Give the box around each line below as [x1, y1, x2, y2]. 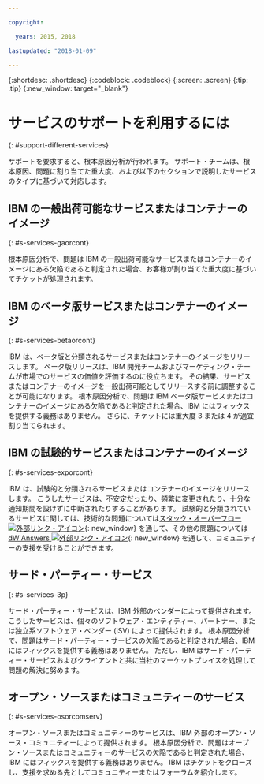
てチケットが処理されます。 [8, 274, 98, 284]
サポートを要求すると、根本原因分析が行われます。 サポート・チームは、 [8, 157, 244, 166]
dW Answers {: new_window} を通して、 [8, 533, 216, 543]
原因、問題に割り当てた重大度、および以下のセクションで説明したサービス [14, 166, 257, 176]
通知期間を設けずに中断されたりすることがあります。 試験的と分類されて [8, 503, 244, 513]
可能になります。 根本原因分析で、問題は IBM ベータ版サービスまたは [21, 391, 247, 401]
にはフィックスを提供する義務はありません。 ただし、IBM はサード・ [8, 645, 232, 655]
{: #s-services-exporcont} [8, 467, 93, 477]
